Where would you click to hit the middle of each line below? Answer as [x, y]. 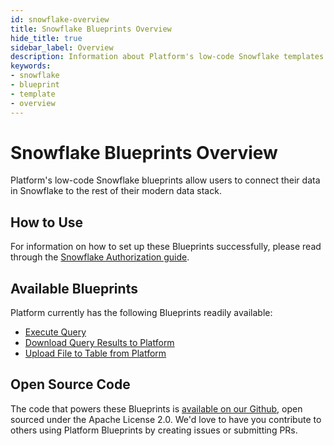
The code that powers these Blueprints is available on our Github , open [156, 408]
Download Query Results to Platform [99, 343]
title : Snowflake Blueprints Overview [91, 29]
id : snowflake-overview [60, 19]
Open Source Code [70, 384]
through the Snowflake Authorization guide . [100, 257]
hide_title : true [46, 38]
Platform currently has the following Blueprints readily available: [141, 313]
